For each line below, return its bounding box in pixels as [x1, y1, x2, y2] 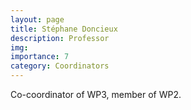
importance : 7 [10, 52, 70, 62]
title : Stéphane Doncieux [10, 24, 118, 34]
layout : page [10, 14, 65, 25]
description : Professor [10, 33, 110, 43]
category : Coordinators [10, 61, 110, 71]
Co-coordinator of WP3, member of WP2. [10, 89, 182, 100]
